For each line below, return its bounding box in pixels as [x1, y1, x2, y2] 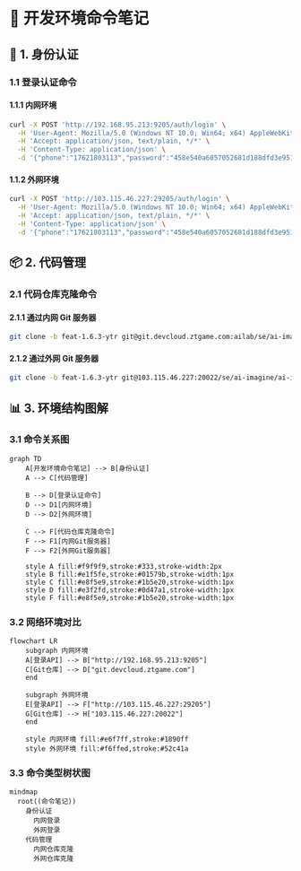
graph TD [9, 454, 42, 463]
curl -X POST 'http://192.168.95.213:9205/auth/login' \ [9, 120, 227, 129]
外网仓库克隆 [32, 854, 74, 864]
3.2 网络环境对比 [9, 615, 82, 628]
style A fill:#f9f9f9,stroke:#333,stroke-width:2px [25, 562, 222, 571]
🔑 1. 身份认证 [9, 47, 79, 62]
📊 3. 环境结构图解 [9, 400, 109, 415]
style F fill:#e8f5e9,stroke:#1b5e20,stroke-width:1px [25, 593, 235, 602]
